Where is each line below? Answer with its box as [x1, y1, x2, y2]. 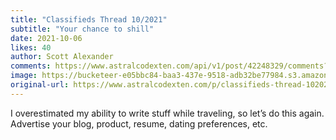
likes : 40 [10, 42, 52, 53]
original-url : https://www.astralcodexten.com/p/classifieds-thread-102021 [10, 80, 333, 90]
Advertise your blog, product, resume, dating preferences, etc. [10, 117, 268, 130]
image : [10, 71, 38, 81]
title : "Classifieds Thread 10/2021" [10, 14, 168, 25]
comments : [10, 61, 52, 71]
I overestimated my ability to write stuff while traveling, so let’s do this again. [10, 107, 325, 119]
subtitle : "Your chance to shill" [10, 24, 155, 34]
